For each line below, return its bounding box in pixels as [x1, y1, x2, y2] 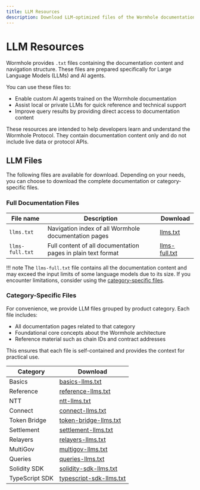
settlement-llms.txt [59, 426, 113, 434]
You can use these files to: [6, 84, 71, 91]
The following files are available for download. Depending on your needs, [6, 171, 186, 178]
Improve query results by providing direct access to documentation [14, 108, 180, 115]
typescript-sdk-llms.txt [59, 474, 126, 482]
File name [11, 214, 40, 222]
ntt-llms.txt [59, 397, 91, 405]
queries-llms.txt [59, 454, 105, 463]
